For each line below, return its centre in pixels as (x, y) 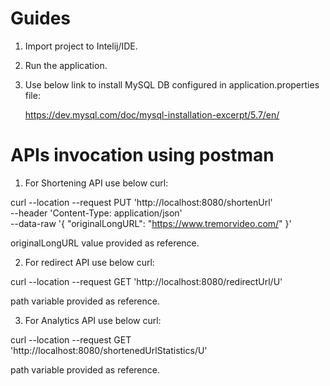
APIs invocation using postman (142, 155)
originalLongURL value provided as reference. (105, 243)
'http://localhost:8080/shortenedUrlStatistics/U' (109, 350)
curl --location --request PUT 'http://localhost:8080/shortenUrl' (141, 202)
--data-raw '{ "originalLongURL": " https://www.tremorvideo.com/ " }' (151, 223)
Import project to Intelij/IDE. (81, 46)
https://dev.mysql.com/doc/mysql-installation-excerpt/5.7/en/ (152, 114)
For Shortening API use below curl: (96, 183)
